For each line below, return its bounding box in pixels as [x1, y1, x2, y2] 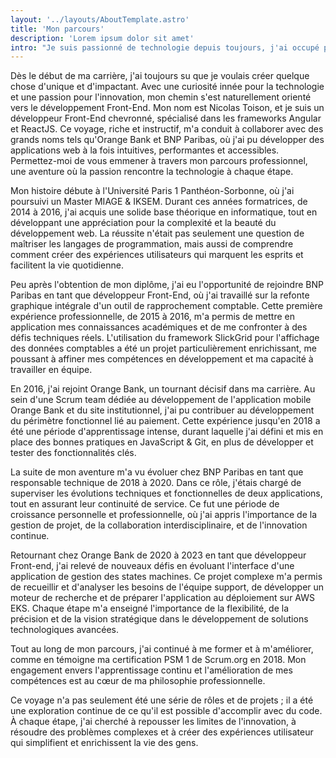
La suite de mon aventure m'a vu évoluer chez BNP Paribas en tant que [10, 466, 304, 478]
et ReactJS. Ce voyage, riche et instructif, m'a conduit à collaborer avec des [10, 123, 324, 135]
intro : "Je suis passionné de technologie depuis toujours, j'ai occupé [10, 42, 320, 53]
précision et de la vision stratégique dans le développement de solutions [10, 613, 309, 625]
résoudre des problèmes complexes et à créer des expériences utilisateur [10, 726, 314, 738]
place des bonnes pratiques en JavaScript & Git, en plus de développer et [10, 436, 314, 448]
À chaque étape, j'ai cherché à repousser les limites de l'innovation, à [10, 716, 297, 728]
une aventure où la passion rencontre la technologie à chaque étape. [10, 166, 294, 178]
